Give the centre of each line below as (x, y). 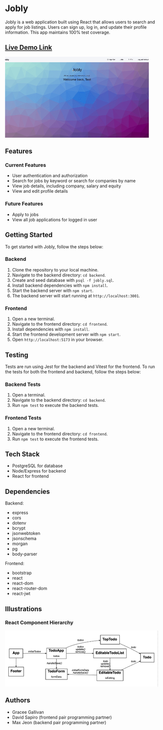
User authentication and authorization (50, 176)
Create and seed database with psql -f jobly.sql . (63, 280)
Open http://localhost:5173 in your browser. (57, 340)
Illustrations (24, 609)
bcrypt (19, 528)
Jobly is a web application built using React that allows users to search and (80, 22)
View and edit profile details (40, 191)
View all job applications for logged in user (55, 219)
